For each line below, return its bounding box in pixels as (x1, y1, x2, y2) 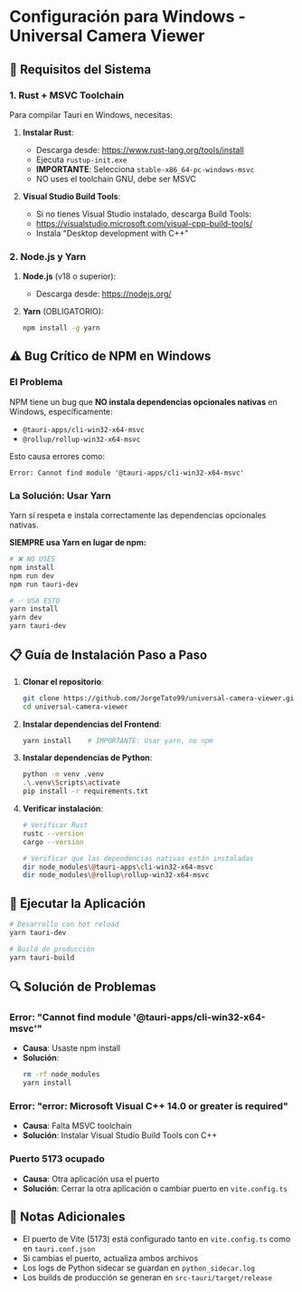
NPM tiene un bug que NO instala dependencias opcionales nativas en (9, 396, 278, 407)
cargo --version (22, 837, 84, 846)
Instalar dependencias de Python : (22, 752, 153, 763)
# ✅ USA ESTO (9, 596, 61, 605)
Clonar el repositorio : (22, 676, 104, 687)
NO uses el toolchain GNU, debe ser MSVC (35, 173, 196, 184)
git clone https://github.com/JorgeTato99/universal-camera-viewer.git (22, 693, 298, 703)
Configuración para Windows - (9, 6, 246, 27)
